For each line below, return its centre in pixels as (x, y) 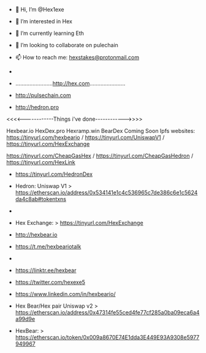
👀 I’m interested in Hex (44, 21)
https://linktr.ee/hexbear (46, 270)
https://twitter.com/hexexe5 (50, 282)
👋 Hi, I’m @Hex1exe (40, 9)
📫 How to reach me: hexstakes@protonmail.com (77, 57)
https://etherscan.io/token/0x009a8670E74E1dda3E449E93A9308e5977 (107, 337)
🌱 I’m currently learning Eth (50, 33)
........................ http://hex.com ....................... (70, 83)
